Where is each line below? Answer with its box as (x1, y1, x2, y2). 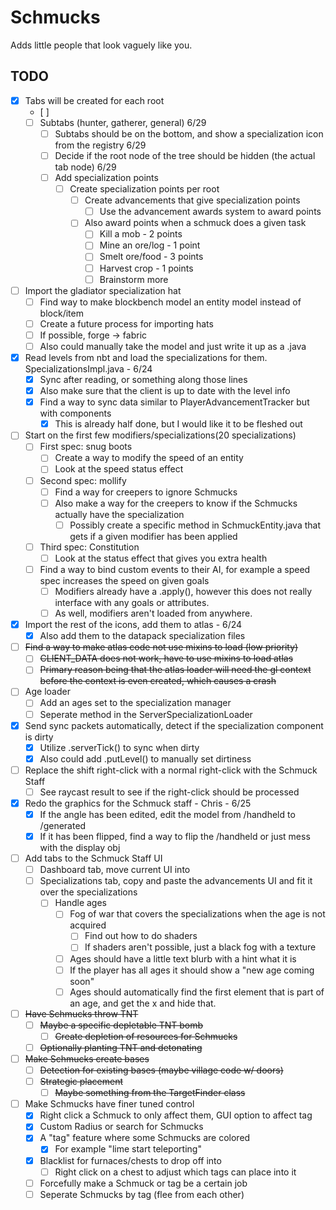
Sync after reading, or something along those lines (39, 374, 248, 385)
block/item (39, 307, 84, 319)
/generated (39, 820, 87, 831)
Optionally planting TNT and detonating (39, 1041, 203, 1053)
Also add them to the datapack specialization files (39, 630, 246, 642)
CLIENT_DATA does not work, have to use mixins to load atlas (39, 652, 294, 665)
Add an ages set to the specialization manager (39, 697, 232, 709)
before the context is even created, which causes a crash (39, 675, 277, 687)
